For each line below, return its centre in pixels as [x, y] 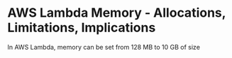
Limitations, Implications [82, 28]
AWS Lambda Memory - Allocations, [116, 13]
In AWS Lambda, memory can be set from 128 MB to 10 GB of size [104, 47]
